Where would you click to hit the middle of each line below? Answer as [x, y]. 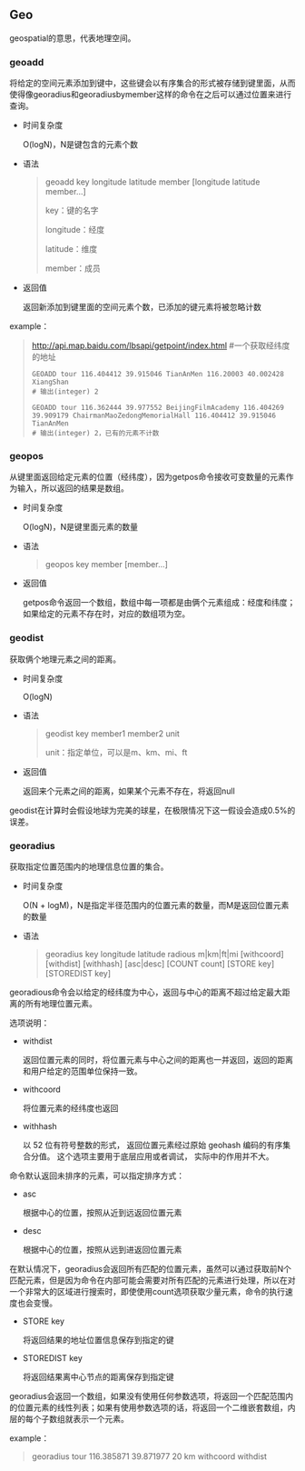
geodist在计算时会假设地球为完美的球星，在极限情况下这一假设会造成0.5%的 [152, 810]
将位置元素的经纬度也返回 [70, 1108]
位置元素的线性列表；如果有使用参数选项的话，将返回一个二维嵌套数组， [152, 1407]
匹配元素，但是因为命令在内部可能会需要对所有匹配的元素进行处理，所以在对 [152, 1280]
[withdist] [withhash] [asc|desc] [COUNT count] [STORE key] [160, 964]
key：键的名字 [72, 210]
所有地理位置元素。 [61, 1003]
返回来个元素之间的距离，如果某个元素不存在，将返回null [129, 791]
